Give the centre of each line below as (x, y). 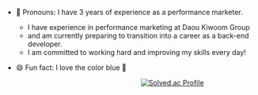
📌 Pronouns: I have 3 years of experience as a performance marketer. (129, 12)
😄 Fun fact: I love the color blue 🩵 (71, 68)
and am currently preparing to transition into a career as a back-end (138, 36)
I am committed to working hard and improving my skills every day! (137, 52)
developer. (45, 44)
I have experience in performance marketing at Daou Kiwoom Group (139, 27)
